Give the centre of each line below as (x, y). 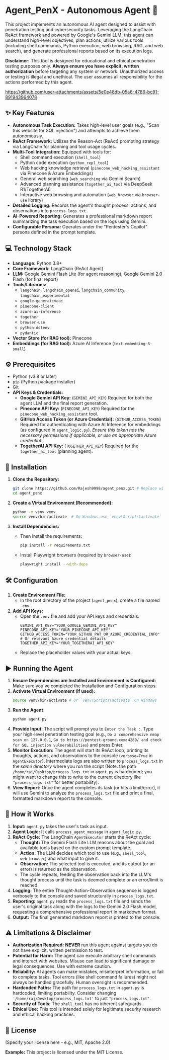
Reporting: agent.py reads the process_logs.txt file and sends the (81, 901)
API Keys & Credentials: (38, 392)
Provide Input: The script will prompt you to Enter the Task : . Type (83, 728)
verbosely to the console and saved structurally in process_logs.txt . (83, 895)
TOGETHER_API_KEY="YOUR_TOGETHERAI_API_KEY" (67, 643)
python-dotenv (35, 328)
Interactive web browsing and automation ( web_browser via (80, 194)
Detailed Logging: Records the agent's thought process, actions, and (84, 205)
